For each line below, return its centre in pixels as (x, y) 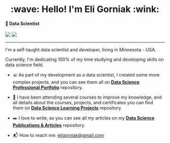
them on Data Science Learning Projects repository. (67, 108)
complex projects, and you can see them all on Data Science (76, 82)
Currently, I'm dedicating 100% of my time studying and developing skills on (84, 59)
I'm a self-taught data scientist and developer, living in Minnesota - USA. (81, 50)
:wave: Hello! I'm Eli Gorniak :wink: (85, 9)
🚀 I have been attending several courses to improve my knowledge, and (87, 97)
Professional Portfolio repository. (48, 88)
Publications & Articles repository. (49, 125)
